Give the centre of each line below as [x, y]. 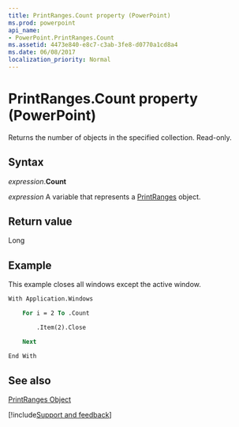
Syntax [26, 162]
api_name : [24, 30]
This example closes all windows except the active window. [105, 285]
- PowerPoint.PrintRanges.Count [61, 38]
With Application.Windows [50, 299]
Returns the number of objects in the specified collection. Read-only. [120, 137]
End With [22, 356]
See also [30, 381]
